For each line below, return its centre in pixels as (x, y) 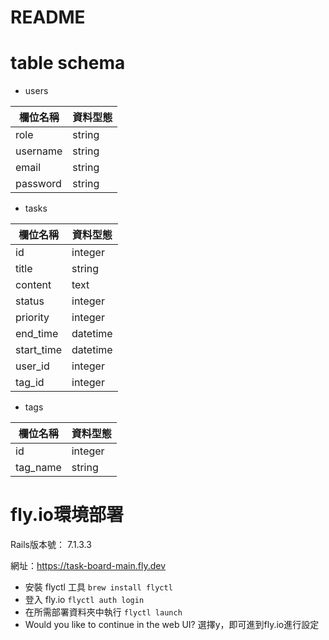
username (39, 151)
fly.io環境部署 (67, 515)
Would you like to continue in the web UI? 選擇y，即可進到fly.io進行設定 (172, 625)
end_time (37, 334)
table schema (68, 63)
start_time (38, 350)
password (38, 184)
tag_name (38, 468)
